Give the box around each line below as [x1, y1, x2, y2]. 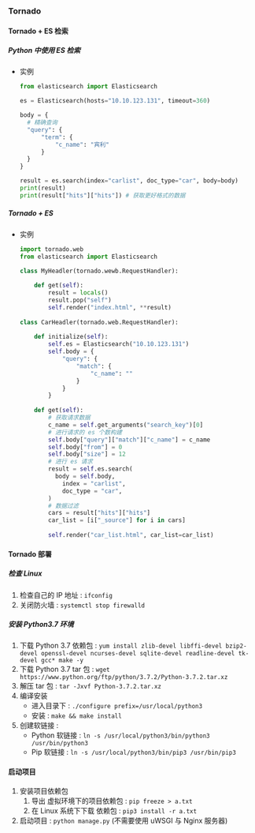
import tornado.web [19, 245, 84, 253]
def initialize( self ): [34, 333, 109, 341]
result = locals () [48, 289, 109, 297]
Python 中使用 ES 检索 [8, 46, 81, 55]
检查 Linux [8, 568, 42, 578]
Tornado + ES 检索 [8, 26, 69, 36]
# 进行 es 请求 [48, 458, 93, 466]
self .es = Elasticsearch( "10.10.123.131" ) [48, 340, 190, 348]
